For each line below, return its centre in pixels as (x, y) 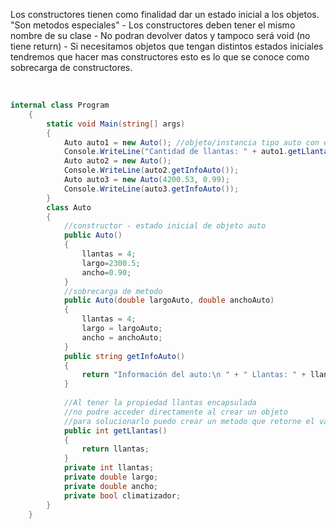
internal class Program (60, 105)
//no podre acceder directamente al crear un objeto (175, 412)
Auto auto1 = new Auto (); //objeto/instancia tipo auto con (191, 142)
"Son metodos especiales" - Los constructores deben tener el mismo (153, 25)
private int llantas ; (109, 468)
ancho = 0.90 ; (106, 272)
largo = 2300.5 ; (111, 263)
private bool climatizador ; (122, 495)
